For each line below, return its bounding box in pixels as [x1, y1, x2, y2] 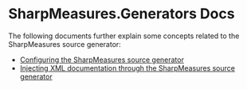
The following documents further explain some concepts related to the [8, 31, 240, 41]
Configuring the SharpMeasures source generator [19, 55, 185, 64]
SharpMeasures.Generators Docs [8, 5, 235, 23]
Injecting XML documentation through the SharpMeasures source [19, 63, 235, 72]
